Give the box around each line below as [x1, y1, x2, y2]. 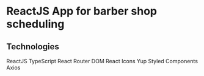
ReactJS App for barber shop [6, 4, 158, 18]
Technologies [6, 41, 60, 52]
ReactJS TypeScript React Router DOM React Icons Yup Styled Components [6, 58, 199, 64]
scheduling [6, 17, 65, 31]
